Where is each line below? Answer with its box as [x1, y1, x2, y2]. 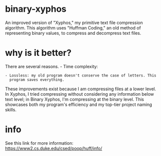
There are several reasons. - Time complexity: [5, 63, 98, 69]
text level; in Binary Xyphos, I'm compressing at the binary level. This [5, 96, 144, 102]
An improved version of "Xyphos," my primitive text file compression [5, 20, 143, 26]
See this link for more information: [5, 140, 73, 146]
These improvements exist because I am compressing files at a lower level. [5, 86, 157, 92]
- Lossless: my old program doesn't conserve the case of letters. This [5, 73, 157, 78]
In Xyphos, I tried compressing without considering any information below [5, 91, 154, 97]
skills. [5, 106, 17, 112]
